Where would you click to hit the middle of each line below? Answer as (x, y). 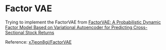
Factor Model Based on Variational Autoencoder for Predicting (69, 27)
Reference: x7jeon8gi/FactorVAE (39, 42)
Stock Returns (40, 32)
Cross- (140, 27)
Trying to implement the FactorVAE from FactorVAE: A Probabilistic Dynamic (83, 22)
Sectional (15, 32)
